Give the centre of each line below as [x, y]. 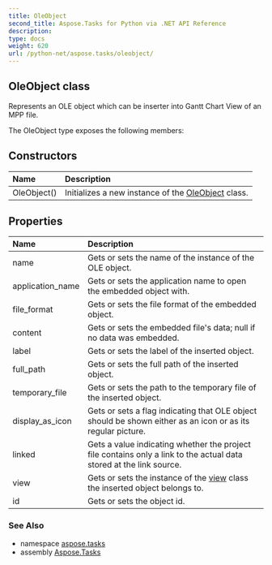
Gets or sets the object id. [136, 502]
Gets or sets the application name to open [167, 281]
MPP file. [23, 114]
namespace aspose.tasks [63, 543]
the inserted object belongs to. [146, 488]
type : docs [27, 39]
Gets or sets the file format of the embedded [172, 304]
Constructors [43, 156]
